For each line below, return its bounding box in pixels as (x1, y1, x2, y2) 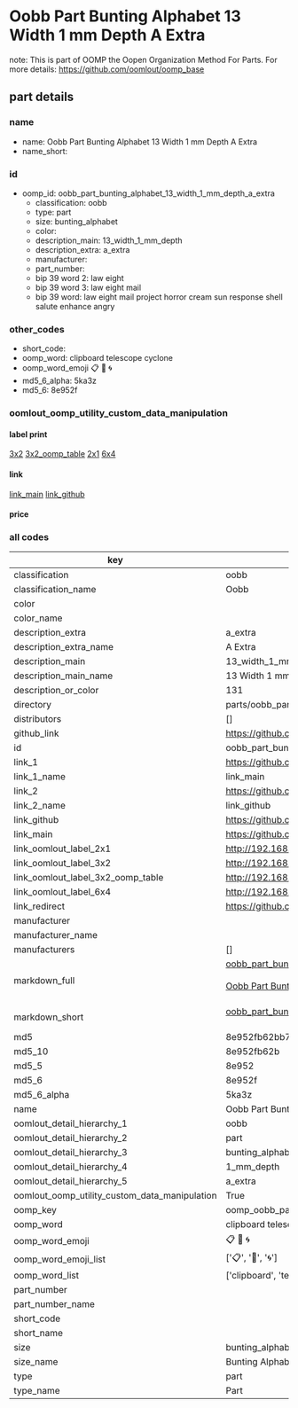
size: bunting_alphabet (35, 215, 118, 227)
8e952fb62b (225, 1045, 280, 1058)
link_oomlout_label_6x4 (13, 886, 112, 898)
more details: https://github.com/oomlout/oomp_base (9, 64, 205, 74)
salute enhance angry (35, 301, 115, 311)
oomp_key (13, 1204, 58, 1216)
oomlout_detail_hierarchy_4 (13, 1161, 128, 1173)
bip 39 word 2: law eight (35, 272, 124, 283)
